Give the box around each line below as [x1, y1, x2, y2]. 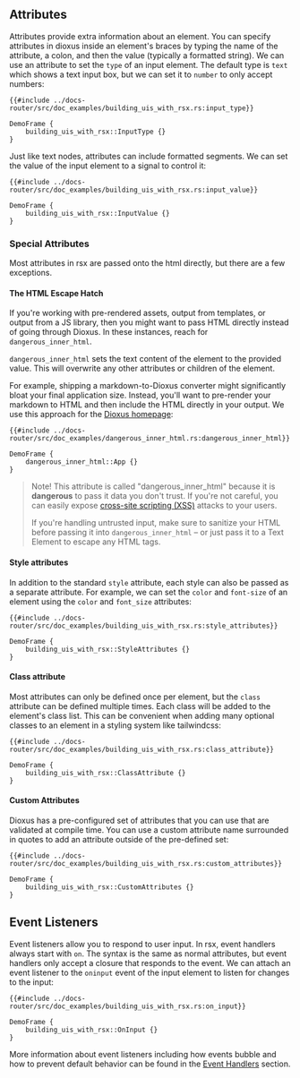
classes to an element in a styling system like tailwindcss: [9, 720, 221, 731]
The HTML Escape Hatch [9, 287, 104, 298]
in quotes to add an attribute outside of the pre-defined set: [9, 834, 229, 844]
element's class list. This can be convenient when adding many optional [9, 710, 275, 721]
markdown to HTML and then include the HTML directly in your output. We [9, 399, 285, 410]
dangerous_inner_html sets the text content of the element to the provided [9, 354, 282, 364]
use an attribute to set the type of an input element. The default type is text [9, 59, 288, 70]
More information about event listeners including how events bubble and [9, 1048, 277, 1059]
